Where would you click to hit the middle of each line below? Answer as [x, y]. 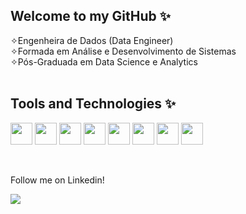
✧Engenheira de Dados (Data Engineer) [92, 40]
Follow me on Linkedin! [57, 180]
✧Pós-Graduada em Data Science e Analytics [104, 61]
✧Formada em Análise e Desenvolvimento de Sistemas [123, 51]
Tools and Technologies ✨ [93, 104]
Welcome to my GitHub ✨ [91, 16]
